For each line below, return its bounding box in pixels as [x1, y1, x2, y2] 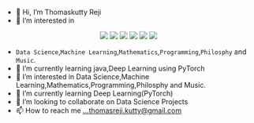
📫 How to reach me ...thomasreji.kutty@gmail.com [15, 106, 182, 115]
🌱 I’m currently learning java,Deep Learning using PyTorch [15, 63, 205, 73]
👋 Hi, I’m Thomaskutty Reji [15, 8, 102, 16]
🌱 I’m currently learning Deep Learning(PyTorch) [15, 89, 174, 98]
